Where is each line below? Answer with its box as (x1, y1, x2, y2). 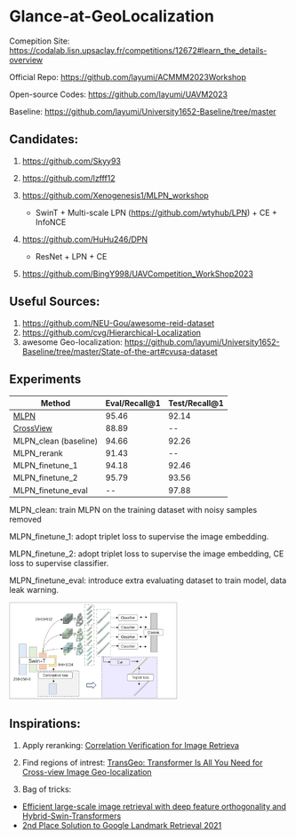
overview (9, 54, 43, 65)
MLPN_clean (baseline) (12, 435, 99, 446)
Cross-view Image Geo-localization (21, 766, 153, 777)
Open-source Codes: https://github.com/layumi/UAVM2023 (9, 89, 228, 100)
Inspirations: (9, 716, 82, 731)
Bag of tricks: (21, 784, 72, 795)
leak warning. (9, 585, 60, 595)
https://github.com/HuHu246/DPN (21, 234, 148, 244)
